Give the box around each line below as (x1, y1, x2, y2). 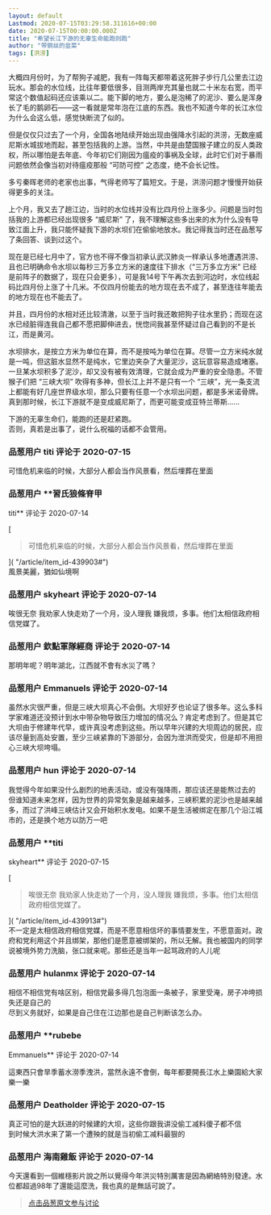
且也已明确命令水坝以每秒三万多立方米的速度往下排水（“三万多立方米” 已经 (8, 262, 257, 271)
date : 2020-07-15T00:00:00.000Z (8, 27, 117, 35)
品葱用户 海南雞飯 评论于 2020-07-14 (8, 1151, 154, 1162)
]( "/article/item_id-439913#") (8, 916, 107, 926)
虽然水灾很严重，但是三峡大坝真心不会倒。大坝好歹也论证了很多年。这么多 (8, 702, 256, 712)
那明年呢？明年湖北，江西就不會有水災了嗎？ (8, 660, 157, 670)
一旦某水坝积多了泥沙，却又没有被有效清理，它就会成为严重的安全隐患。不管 (8, 367, 263, 376)
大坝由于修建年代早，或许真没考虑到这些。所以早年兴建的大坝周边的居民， (8, 722, 256, 732)
